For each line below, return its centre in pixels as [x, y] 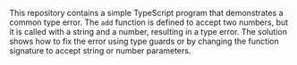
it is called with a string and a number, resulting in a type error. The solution [148, 32]
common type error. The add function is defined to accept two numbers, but [149, 22]
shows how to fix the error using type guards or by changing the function [144, 41]
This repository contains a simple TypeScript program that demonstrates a [146, 13]
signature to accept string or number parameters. [100, 51]
